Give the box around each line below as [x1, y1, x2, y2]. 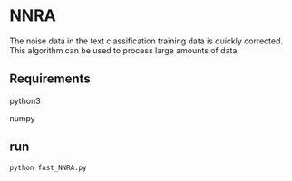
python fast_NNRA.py [9, 163, 88, 172]
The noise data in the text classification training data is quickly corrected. [9, 35, 284, 46]
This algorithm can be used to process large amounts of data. [9, 44, 240, 55]
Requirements [9, 71, 91, 87]
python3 [9, 95, 41, 106]
